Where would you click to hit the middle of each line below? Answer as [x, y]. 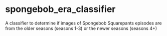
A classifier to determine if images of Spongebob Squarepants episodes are [83, 23]
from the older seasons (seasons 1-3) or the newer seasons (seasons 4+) [81, 28]
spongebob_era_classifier [60, 9]
